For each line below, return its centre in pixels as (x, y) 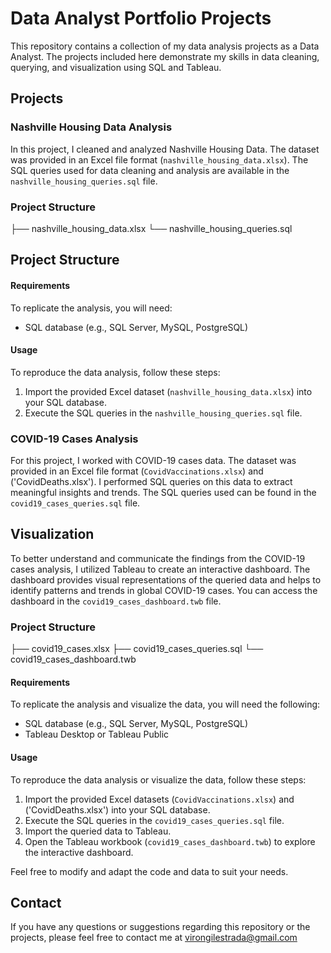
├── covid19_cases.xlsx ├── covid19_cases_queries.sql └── (137, 649)
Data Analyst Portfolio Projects (141, 18)
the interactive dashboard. (79, 852)
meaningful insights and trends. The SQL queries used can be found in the (163, 493)
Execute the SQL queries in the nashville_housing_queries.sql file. (163, 413)
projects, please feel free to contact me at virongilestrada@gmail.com (154, 938)
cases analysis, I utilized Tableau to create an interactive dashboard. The (160, 569)
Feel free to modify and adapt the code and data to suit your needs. (149, 871)
